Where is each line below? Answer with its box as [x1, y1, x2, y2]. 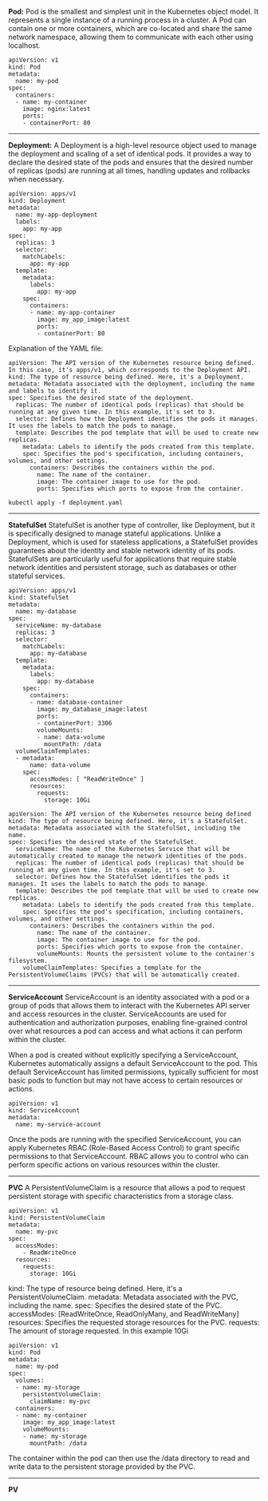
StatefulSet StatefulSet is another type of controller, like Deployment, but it [8, 521, 255, 529]
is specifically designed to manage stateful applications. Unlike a [8, 529, 222, 538]
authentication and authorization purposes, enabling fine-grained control [8, 1018, 248, 1027]
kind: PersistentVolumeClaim [8, 1214, 105, 1222]
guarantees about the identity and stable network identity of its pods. [8, 546, 236, 555]
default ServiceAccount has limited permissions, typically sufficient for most [8, 1067, 259, 1076]
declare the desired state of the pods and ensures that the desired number [8, 157, 254, 167]
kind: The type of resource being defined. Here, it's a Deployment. [8, 373, 245, 381]
